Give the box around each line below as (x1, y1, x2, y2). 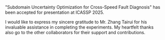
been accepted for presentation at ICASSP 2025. (5, 9, 105, 15)
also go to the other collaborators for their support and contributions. (5, 30, 146, 35)
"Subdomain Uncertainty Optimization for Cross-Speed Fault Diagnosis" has (5, 4, 161, 10)
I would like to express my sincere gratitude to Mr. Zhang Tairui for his (5, 19, 147, 25)
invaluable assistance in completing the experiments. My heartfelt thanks (5, 24, 154, 30)
